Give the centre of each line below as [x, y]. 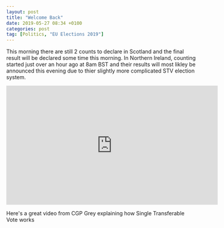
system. [16, 77]
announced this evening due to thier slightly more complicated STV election [101, 71]
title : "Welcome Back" [35, 18]
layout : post [23, 12]
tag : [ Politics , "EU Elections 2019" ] [55, 34]
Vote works [21, 220]
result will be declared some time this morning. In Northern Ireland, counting [101, 58]
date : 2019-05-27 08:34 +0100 [44, 23]
